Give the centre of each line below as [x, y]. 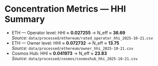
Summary [25, 19]
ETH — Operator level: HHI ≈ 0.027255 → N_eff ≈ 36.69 [68, 33]
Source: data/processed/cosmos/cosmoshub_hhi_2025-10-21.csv [75, 58]
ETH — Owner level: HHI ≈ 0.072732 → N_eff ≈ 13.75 [65, 43]
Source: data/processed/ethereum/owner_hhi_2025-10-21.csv [72, 48]
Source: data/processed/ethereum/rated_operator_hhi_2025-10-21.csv [82, 38]
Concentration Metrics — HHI [65, 9]
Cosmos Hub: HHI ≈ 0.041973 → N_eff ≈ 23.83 [59, 53]
